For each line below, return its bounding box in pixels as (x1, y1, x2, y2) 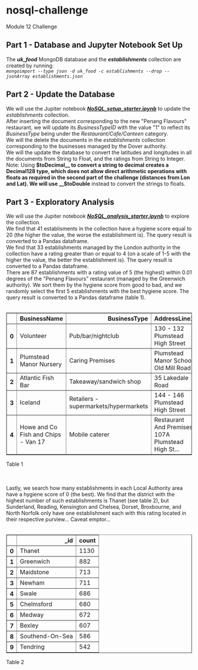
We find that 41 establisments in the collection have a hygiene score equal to (6, 225, 192, 233)
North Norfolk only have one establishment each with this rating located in (6, 510, 187, 517)
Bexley (19, 622, 39, 630)
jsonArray (6, 73, 31, 79)
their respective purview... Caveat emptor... (6, 516, 111, 523)
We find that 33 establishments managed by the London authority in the (6, 244, 181, 251)
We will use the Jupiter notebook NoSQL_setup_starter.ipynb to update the (6, 105, 190, 112)
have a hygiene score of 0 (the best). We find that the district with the (6, 491, 175, 498)
